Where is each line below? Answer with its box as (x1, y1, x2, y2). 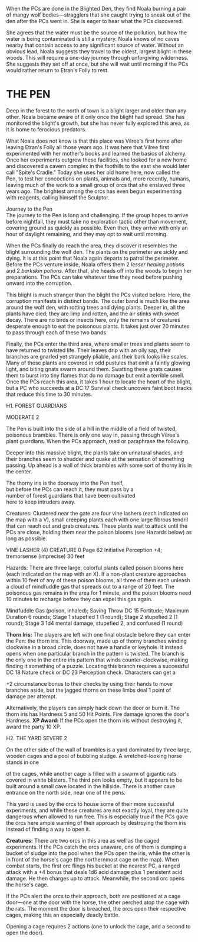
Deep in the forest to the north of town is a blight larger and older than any (6, 107, 187, 114)
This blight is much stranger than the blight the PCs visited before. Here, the (6, 291, 191, 298)
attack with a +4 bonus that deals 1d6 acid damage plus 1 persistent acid (6, 868, 183, 875)
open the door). (6, 929, 44, 936)
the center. (6, 467, 32, 475)
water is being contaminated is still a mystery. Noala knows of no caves (6, 36, 180, 42)
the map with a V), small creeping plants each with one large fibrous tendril (6, 516, 189, 523)
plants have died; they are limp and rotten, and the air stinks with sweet (6, 310, 179, 317)
